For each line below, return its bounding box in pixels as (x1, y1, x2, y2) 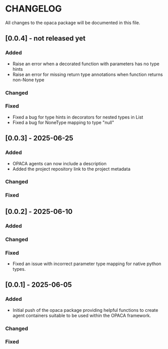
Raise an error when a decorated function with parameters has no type (12, 61, 159, 67)
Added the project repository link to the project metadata (12, 166, 131, 172)
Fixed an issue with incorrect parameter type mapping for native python (12, 261, 161, 267)
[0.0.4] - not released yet (5, 34, 86, 43)
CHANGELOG (5, 3, 62, 15)
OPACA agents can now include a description (12, 160, 107, 166)
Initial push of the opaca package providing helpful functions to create (12, 307, 158, 313)
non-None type (12, 76, 44, 83)
